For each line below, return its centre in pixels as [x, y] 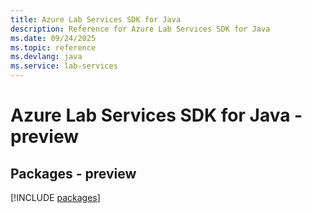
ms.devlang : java [46, 57]
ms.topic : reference [53, 47]
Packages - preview [73, 173]
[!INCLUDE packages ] [55, 197]
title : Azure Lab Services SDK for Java [96, 19]
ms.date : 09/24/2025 [53, 38]
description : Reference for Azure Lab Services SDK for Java [140, 29]
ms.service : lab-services [64, 66]
